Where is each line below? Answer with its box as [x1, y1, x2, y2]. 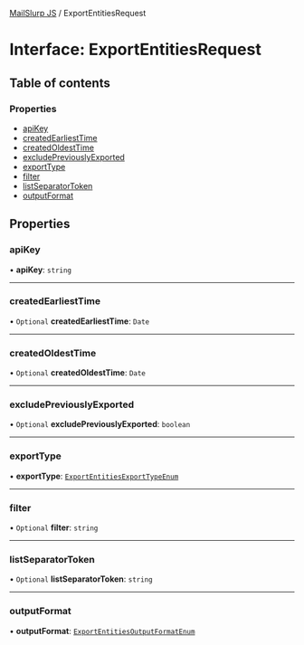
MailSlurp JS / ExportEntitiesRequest [9, 8, 147, 18]
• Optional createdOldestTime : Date [9, 367, 147, 378]
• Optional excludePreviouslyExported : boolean [9, 419, 191, 430]
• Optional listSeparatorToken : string [9, 574, 153, 584]
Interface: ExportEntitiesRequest [9, 40, 262, 60]
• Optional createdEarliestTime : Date [9, 316, 150, 327]
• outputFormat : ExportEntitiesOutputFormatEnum [9, 625, 195, 636]
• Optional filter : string [9, 522, 99, 533]
